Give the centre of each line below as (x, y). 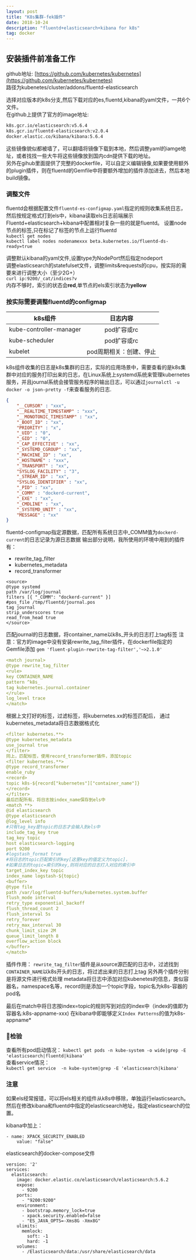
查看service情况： (28, 1062)
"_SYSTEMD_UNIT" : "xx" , (47, 510)
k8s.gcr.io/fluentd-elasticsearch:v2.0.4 (57, 131)
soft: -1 (38, 1236)
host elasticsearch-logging (40, 843)
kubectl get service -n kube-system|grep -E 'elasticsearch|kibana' (93, 1069)
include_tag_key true (32, 832)
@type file (19, 887)
